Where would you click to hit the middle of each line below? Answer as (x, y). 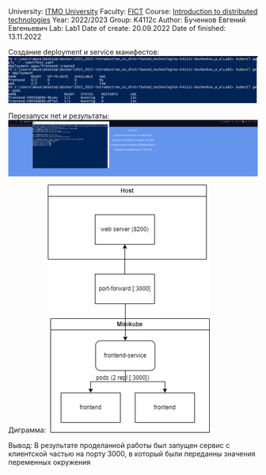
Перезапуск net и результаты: (59, 116)
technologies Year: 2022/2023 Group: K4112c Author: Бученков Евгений (127, 20)
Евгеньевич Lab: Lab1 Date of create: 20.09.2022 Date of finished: (117, 28)
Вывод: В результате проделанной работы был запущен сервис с (119, 446)
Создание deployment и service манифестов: (84, 52)
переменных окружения (49, 462)
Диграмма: (27, 430)
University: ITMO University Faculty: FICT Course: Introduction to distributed (133, 11)
